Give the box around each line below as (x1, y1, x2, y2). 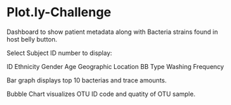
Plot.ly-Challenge (6, 4, 112, 20)
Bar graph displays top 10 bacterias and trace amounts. (6, 75, 167, 85)
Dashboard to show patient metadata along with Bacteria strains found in (6, 27, 218, 36)
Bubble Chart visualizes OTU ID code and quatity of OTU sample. (6, 89, 196, 98)
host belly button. (6, 35, 58, 43)
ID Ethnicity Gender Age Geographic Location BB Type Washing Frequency (6, 62, 225, 70)
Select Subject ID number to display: (6, 49, 113, 57)
